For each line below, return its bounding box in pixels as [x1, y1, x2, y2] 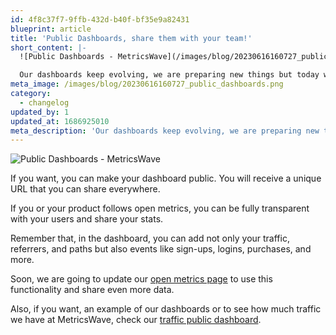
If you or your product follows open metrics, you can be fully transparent [10, 202, 310, 215]
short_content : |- [10, 42, 87, 53]
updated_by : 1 [10, 107, 70, 117]
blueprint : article [10, 24, 92, 34]
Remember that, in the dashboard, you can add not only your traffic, [10, 232, 290, 245]
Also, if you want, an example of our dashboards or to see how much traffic [10, 303, 322, 315]
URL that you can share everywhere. [10, 183, 161, 195]
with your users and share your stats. [10, 213, 164, 225]
